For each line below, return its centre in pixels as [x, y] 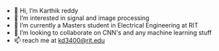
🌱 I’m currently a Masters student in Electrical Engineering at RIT [106, 25]
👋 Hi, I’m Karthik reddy [46, 11]
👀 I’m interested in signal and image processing [81, 18]
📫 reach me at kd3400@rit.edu [59, 40]
